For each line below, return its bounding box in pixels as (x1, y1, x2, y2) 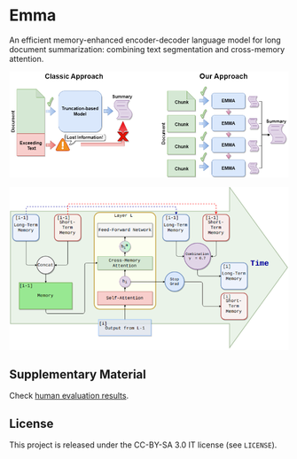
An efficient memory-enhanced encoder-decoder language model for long (9, 35, 281, 45)
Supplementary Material (9, 367, 146, 382)
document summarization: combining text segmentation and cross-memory (9, 43, 285, 54)
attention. (9, 53, 44, 64)
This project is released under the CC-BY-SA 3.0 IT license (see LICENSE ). (9, 440, 277, 450)
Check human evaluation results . (9, 391, 129, 401)
